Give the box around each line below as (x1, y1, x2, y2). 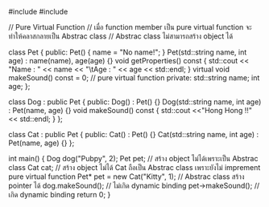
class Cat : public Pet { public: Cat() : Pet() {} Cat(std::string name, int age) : (8, 130, 259, 139)
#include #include (8, 7, 68, 16)
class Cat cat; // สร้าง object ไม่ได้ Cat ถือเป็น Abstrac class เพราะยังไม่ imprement (8, 163, 261, 172)
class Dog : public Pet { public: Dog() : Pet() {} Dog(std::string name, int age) (8, 97, 262, 107)
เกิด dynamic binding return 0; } (8, 190, 111, 199)
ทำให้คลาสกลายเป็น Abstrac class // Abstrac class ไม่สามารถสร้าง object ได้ (8, 31, 234, 41)
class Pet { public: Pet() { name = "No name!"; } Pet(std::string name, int (8, 47, 247, 57)
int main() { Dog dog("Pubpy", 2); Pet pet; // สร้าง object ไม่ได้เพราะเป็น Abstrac (8, 154, 259, 163)
